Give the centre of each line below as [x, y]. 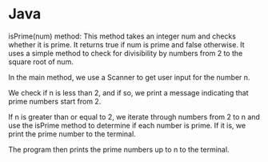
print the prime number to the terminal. [72, 134]
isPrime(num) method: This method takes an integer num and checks [122, 36]
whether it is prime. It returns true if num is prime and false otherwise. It [127, 44]
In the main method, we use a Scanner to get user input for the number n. [129, 77]
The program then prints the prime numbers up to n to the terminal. [119, 149]
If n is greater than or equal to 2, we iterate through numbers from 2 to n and [134, 116]
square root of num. [41, 62]
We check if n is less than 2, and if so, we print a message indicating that [128, 92]
